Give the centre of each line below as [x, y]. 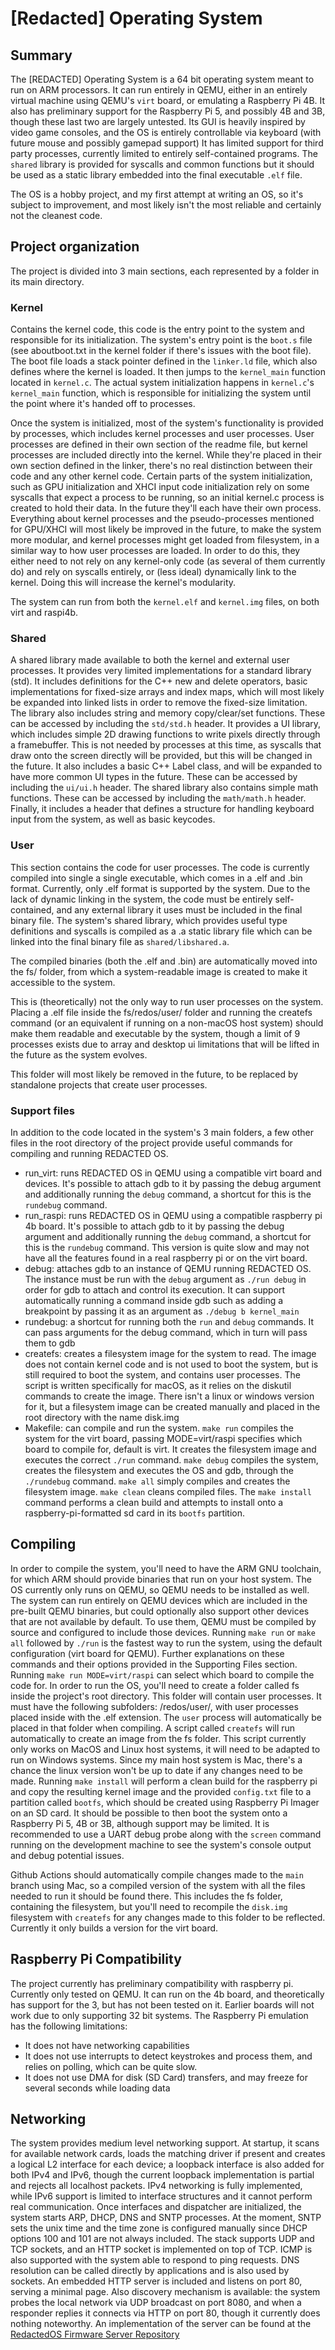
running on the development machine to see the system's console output [161, 1844]
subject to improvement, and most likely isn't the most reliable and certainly [166, 205]
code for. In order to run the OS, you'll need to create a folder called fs [155, 1685]
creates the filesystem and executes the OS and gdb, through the [159, 1470]
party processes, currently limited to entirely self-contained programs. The [164, 153]
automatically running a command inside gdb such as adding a [154, 1300]
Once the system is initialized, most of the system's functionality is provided [167, 423]
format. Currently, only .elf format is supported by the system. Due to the [160, 888]
